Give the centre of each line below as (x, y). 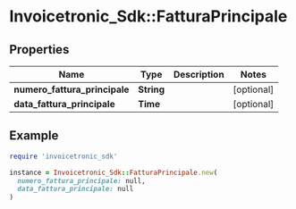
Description (199, 75)
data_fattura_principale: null (76, 189)
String (152, 89)
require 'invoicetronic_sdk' (63, 156)
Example (34, 136)
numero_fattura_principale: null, (81, 180)
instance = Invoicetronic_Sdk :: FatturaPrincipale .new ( (114, 172)
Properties (39, 50)
